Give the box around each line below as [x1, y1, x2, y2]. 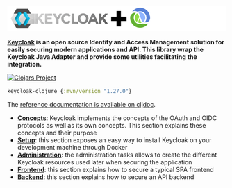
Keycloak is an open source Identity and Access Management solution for [7, 37, 224, 46]
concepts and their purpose [17, 128, 97, 137]
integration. [7, 60, 42, 68]
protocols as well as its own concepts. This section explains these [17, 121, 206, 129]
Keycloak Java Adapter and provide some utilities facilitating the [7, 52, 198, 61]
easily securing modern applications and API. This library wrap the [7, 45, 204, 53]
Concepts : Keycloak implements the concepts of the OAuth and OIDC [17, 114, 217, 122]
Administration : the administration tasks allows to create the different [17, 151, 217, 159]
